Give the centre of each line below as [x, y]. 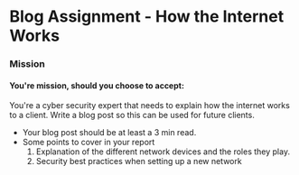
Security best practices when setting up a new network [139, 161]
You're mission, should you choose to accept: [97, 85]
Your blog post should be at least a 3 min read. [109, 133]
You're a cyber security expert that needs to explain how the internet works [150, 106]
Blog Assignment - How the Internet [147, 17]
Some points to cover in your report [89, 143]
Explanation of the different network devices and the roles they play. [163, 152]
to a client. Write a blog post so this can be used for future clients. [132, 115]
